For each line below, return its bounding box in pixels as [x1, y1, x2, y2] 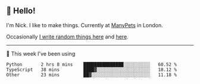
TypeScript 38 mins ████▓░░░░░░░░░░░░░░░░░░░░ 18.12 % [6, 66, 177, 73]
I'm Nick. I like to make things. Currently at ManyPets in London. [6, 21, 163, 28]
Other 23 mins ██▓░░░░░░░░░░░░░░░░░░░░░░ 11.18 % [6, 72, 177, 77]
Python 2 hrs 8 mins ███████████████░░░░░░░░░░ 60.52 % [6, 62, 177, 67]
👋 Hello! [6, 6, 36, 16]
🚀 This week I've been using [6, 50, 76, 57]
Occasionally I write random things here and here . [6, 33, 129, 40]
